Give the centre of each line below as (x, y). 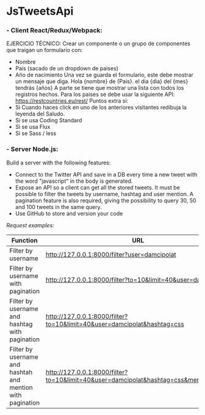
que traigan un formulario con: (45, 50)
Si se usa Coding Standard (49, 120)
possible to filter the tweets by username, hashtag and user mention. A (104, 194)
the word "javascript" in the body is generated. (74, 181)
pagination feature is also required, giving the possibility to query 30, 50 (106, 200)
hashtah (21, 372)
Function (24, 240)
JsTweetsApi (40, 11)
